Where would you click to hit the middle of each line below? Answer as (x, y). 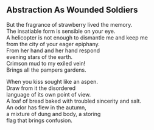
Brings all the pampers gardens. (46, 70)
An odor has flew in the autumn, (46, 107)
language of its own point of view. (49, 94)
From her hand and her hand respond (53, 50)
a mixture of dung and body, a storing (54, 114)
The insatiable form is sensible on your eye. (61, 31)
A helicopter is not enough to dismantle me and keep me (77, 37)
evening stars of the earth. (40, 56)
